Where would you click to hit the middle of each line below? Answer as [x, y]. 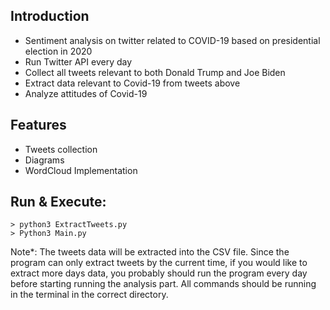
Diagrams [44, 160]
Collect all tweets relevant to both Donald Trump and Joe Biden [155, 72]
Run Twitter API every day [78, 61]
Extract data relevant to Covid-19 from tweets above [132, 83]
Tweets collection [61, 149]
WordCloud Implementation [81, 170]
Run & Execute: [58, 202]
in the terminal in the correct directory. [89, 295]
